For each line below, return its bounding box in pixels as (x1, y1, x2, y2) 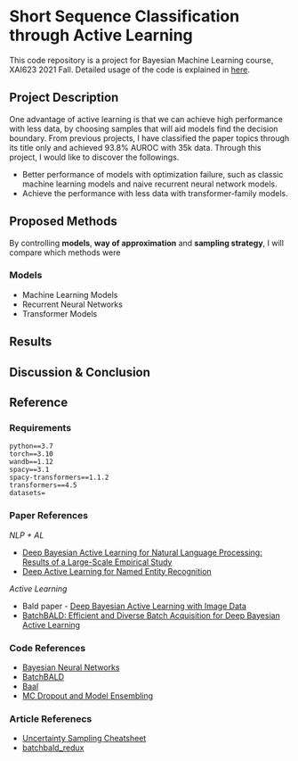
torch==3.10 (9, 450, 53, 459)
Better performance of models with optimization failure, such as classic (21, 169, 284, 179)
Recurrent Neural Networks (21, 299, 123, 310)
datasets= (9, 489, 46, 498)
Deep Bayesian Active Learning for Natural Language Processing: (21, 547, 262, 558)
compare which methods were (9, 247, 121, 258)
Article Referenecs (9, 712, 93, 724)
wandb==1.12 (9, 458, 53, 467)
